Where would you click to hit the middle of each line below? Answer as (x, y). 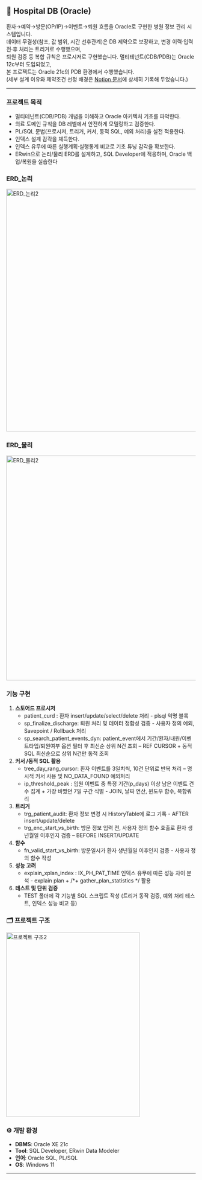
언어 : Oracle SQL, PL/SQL (46, 1158)
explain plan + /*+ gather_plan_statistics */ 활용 (93, 881)
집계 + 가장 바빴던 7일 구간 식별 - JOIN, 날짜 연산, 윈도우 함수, (103, 791)
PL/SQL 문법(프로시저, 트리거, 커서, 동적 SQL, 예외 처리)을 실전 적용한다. (100, 132)
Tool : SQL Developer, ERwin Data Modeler (67, 1150)
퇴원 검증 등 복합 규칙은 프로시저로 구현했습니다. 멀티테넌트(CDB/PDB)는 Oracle (100, 56)
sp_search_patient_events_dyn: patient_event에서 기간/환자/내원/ (103, 738)
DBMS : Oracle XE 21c (41, 1144)
